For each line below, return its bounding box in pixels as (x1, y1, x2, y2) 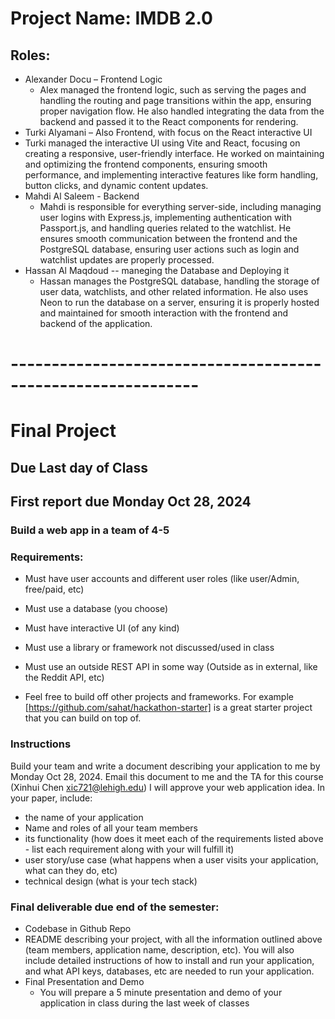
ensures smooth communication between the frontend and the (39, 233, 298, 244)
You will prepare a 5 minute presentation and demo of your (39, 986, 283, 998)
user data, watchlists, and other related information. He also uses (39, 286, 309, 297)
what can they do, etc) (24, 864, 118, 876)
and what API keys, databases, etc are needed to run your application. (24, 965, 315, 977)
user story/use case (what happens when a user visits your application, (24, 853, 319, 866)
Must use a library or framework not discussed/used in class (24, 642, 275, 654)
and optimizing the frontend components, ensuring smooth (24, 158, 268, 170)
